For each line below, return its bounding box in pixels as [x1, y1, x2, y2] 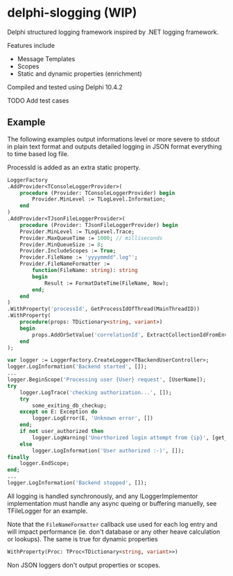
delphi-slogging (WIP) [7, 5, 137, 21]
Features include [7, 41, 55, 49]
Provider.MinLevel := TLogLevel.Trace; [19, 228, 135, 235]
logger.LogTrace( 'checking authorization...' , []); [19, 389, 172, 396]
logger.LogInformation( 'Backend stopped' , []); [7, 480, 148, 486]
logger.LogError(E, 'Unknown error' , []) [32, 415, 154, 422]
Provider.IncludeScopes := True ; [19, 248, 116, 255]
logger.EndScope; [19, 460, 70, 467]
